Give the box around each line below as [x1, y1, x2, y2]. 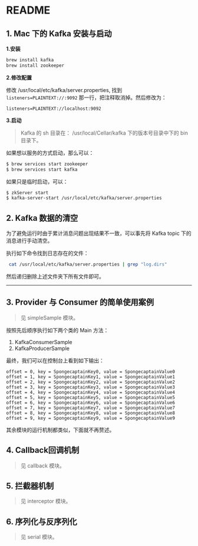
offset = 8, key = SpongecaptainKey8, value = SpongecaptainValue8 [6, 410, 176, 416]
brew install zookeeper [6, 63, 65, 68]
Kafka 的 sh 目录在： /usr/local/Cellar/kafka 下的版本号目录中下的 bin [20, 129, 189, 136]
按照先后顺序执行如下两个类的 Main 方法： [6, 326, 109, 334]
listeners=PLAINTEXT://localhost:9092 [6, 106, 101, 112]
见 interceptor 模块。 [20, 498, 71, 505]
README [6, 4, 51, 17]
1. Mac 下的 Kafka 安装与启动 [6, 28, 112, 38]
